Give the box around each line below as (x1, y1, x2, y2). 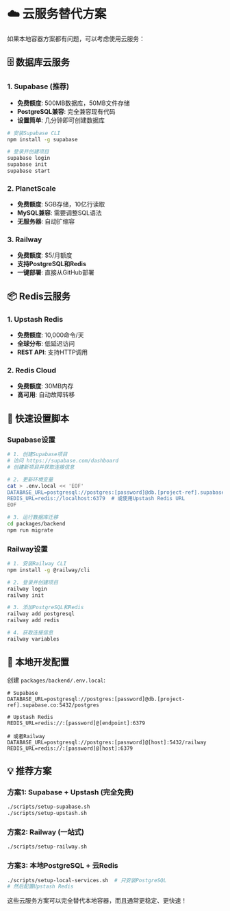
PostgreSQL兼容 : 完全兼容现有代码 (16, 107, 116, 115)
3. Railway (7, 235, 42, 244)
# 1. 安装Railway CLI (7, 560, 67, 567)
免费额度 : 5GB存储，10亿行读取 (16, 200, 105, 209)
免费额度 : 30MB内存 (16, 382, 74, 390)
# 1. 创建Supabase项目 (7, 451, 68, 458)
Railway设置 (7, 544, 48, 554)
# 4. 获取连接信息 (7, 629, 53, 637)
